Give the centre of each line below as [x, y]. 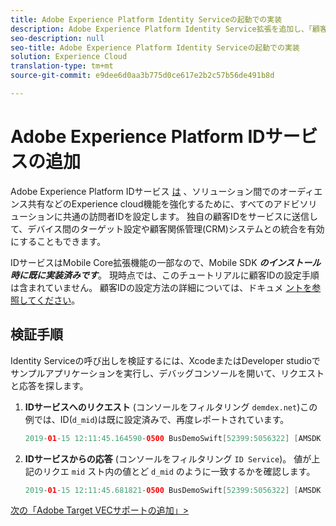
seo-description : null [57, 38]
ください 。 [58, 300]
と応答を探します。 [49, 385]
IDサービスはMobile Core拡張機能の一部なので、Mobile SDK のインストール [166, 262]
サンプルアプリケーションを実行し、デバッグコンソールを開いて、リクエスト [167, 373]
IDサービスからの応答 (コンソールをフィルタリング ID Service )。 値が [168, 458]
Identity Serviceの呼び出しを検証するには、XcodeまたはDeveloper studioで [165, 360]
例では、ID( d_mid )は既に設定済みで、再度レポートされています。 [157, 419]
